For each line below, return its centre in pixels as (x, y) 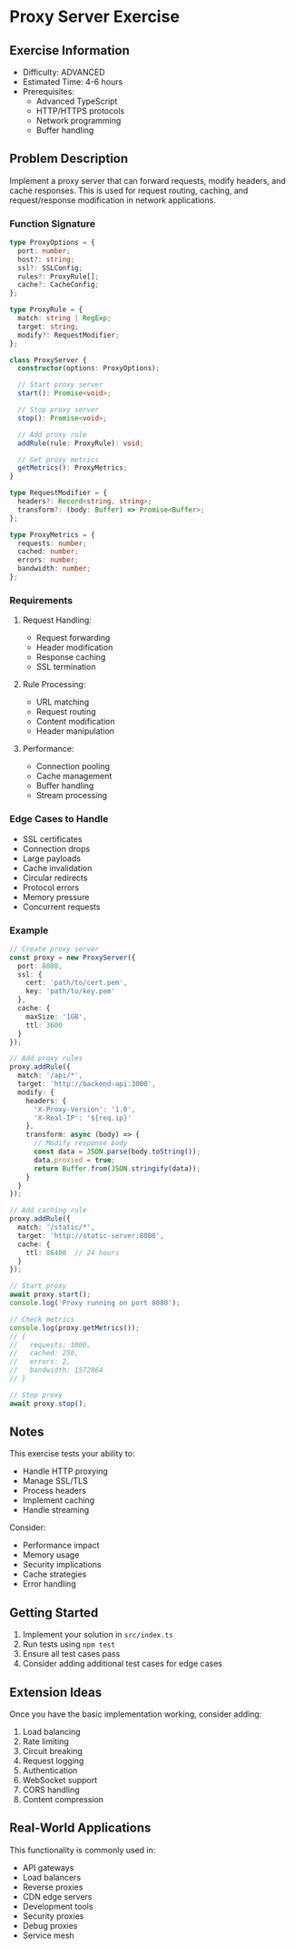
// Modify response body (80, 1143)
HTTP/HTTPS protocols (80, 111)
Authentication (50, 1770)
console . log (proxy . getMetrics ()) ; (75, 1328)
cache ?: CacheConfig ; (59, 285)
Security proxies (53, 1916)
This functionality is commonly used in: (83, 1850)
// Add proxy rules (46, 1059)
